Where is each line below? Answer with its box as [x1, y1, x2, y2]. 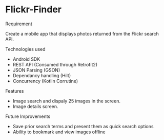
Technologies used [5, 46, 46, 52]
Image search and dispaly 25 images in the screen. [12, 98, 120, 104]
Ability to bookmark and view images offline [12, 129, 106, 135]
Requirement [5, 21, 32, 27]
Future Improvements [5, 113, 51, 119]
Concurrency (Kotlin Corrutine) [12, 78, 78, 84]
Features [5, 87, 24, 94]
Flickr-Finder [5, 4, 61, 15]
